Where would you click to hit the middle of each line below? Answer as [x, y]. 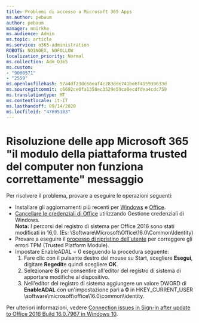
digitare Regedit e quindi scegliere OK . [71, 264]
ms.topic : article [29, 39]
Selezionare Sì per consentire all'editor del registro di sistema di [102, 271]
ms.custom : [20, 67]
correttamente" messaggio [75, 179]
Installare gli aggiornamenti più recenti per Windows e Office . [90, 207]
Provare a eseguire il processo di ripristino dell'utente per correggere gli [103, 239]
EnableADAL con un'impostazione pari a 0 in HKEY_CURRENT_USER [108, 290]
